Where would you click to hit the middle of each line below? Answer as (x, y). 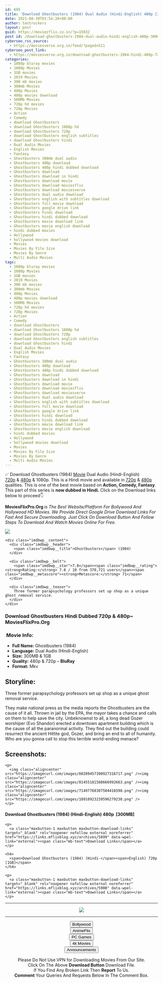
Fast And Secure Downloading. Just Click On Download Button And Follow (80, 517)
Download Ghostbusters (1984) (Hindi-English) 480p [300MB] (70, 814)
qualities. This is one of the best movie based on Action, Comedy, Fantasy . (81, 485)
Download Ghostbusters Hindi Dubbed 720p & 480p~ (69, 616)
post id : (14, 37)
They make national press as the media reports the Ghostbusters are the (77, 708)
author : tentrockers (26, 23)
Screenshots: (26, 754)
